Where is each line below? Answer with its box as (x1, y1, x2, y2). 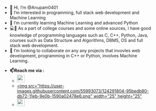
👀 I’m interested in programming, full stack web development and (9, 10, 140, 15)
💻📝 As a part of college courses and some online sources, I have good (9, 26, 151, 31)
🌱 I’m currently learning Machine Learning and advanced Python (9, 20, 138, 26)
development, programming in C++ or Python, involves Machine (9, 53, 138, 58)
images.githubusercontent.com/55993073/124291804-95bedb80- (16, 88, 149, 94)
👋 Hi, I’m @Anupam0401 (9, 5, 58, 10)
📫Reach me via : (9, 68, 44, 73)
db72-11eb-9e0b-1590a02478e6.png (16, 93, 91, 99)
